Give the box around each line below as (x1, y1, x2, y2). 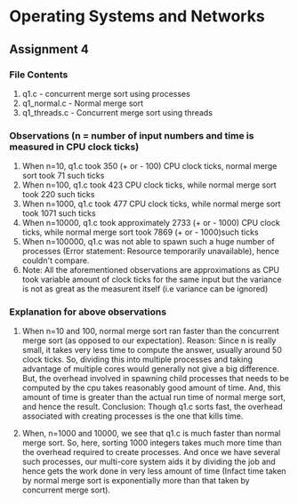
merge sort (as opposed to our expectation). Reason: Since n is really (21, 335, 277, 346)
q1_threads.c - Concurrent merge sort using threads (21, 107, 213, 117)
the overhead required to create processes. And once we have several (21, 447, 280, 458)
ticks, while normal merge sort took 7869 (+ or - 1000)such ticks (21, 227, 260, 237)
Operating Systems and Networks (9, 6, 265, 27)
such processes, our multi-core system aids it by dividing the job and (21, 456, 276, 468)
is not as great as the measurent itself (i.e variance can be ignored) (21, 284, 269, 294)
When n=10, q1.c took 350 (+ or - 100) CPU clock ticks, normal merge (21, 161, 278, 172)
